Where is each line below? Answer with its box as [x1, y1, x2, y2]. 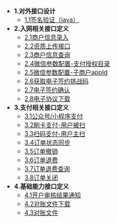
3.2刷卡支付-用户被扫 [24, 121, 86, 129]
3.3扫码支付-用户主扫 [24, 130, 86, 137]
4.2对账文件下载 [24, 200, 71, 208]
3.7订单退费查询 [24, 165, 70, 173]
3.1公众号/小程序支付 [24, 112, 84, 120]
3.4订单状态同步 [24, 138, 71, 147]
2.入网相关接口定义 [13, 25, 70, 32]
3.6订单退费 [24, 156, 58, 164]
